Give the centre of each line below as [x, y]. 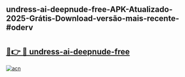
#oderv [20, 27]
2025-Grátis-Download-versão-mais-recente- [93, 19]
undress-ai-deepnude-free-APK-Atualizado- [90, 10]
